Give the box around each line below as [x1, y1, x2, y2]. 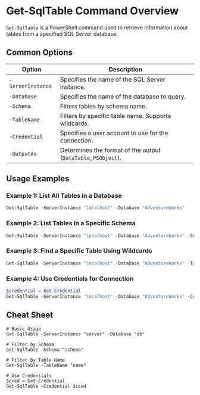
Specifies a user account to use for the [60, 129, 168, 137]
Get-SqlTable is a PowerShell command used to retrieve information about [6, 24, 188, 31]
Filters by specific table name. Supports [60, 111, 171, 120]
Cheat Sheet [6, 310, 54, 320]
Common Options [6, 48, 73, 58]
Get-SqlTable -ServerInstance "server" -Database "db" [6, 331, 145, 337]
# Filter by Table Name [6, 357, 65, 363]
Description [108, 65, 143, 73]
